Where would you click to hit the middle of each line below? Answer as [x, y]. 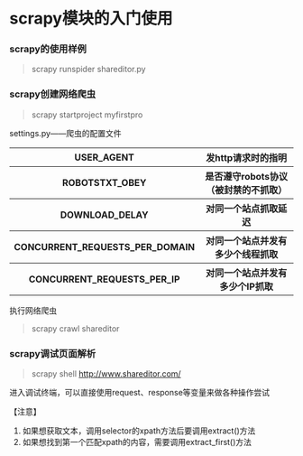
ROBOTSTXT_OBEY [104, 182]
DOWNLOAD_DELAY [104, 215]
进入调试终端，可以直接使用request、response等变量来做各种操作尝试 [140, 393]
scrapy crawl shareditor [75, 328]
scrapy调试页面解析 [53, 353]
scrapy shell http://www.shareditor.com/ [106, 374]
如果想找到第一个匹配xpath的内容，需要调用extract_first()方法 [137, 442]
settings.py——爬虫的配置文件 [65, 133]
